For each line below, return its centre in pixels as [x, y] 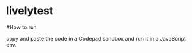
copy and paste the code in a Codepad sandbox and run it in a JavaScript [96, 38]
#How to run [21, 27]
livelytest [30, 11]
